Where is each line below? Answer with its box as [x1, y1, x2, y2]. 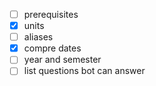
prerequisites [23, 9, 79, 20]
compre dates [23, 42, 82, 54]
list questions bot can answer [23, 65, 146, 77]
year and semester [23, 54, 102, 66]
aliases [23, 31, 54, 43]
